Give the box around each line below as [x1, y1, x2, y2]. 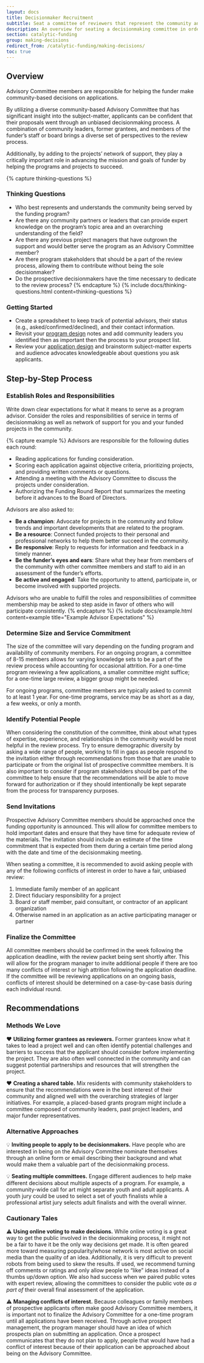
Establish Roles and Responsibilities [6, 391, 115, 400]
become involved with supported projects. [15, 582, 121, 589]
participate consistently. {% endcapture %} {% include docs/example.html [6, 607, 192, 614]
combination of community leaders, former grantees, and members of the [6, 125, 191, 132]
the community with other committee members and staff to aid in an [15, 563, 185, 570]
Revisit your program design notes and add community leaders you [15, 330, 183, 337]
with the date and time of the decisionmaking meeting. [6, 849, 143, 856]
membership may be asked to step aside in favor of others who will [6, 600, 174, 608]
